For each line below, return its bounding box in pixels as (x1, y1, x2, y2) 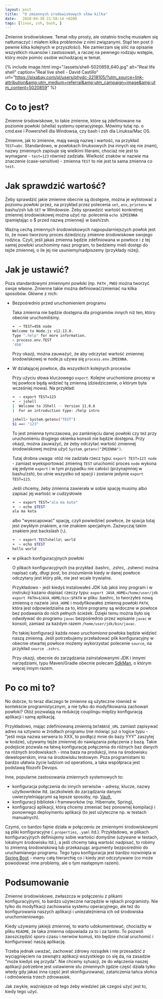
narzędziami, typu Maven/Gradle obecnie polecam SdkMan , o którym (12, 660, 152, 666)
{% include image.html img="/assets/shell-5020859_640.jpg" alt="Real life (5, 64, 155, 70)
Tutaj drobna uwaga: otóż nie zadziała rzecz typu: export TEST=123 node (12, 455, 157, 461)
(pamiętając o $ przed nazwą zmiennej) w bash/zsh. (5, 217, 110, 223)
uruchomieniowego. (5, 913, 45, 919)
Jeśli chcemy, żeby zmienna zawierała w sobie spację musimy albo (12, 485, 147, 491)
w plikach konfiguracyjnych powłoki (12, 555, 84, 561)
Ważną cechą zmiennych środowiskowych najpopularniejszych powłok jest (5, 227, 156, 232)
